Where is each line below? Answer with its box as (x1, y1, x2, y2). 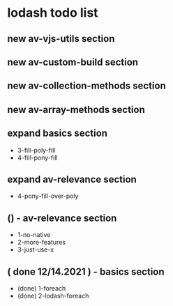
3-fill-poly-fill (17, 146, 56, 154)
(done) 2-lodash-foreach (17, 291, 89, 300)
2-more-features (17, 238, 66, 247)
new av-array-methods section (7, 103, 145, 116)
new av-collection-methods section (7, 80, 166, 92)
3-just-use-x (17, 245, 54, 254)
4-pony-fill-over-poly (17, 192, 79, 200)
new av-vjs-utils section (7, 33, 115, 45)
